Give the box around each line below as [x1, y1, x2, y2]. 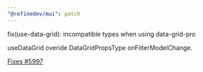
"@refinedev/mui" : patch [7, 10, 81, 18]
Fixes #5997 [7, 57, 44, 66]
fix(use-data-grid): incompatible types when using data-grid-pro [7, 30, 196, 38]
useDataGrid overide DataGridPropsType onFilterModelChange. [7, 43, 193, 52]
